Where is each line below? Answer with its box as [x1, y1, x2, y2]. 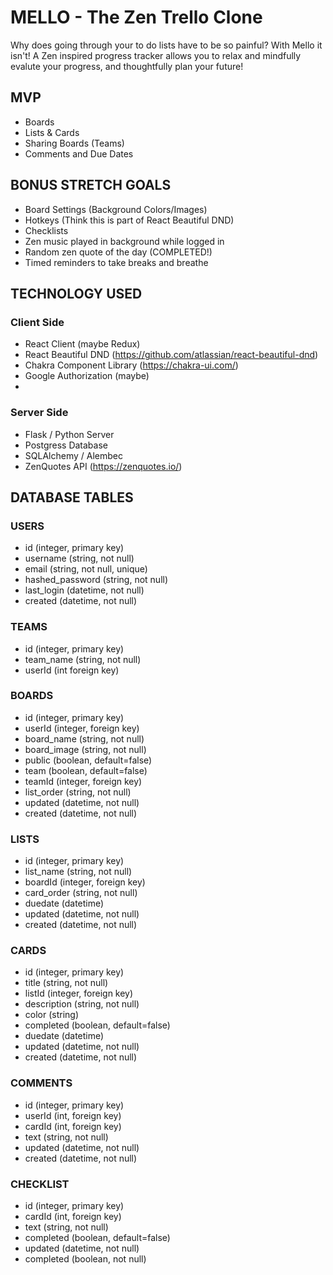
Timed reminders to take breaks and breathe [24, 256, 209, 268]
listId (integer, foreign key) [24, 987, 134, 1000]
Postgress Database [24, 439, 108, 451]
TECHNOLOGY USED [10, 285, 143, 302]
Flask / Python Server [24, 428, 115, 440]
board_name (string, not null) [24, 732, 145, 745]
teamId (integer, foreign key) [24, 775, 143, 787]
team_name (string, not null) [24, 653, 142, 665]
